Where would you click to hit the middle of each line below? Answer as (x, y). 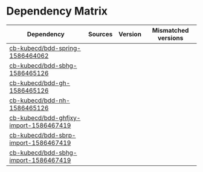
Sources (100, 34)
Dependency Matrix (57, 11)
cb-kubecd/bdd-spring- (45, 48)
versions (170, 38)
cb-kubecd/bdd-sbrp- (43, 135)
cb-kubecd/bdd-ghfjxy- (45, 117)
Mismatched (170, 30)
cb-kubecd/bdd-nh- (40, 100)
